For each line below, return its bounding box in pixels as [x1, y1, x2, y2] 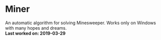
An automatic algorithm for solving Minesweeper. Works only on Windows [5, 20, 156, 26]
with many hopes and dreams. [5, 25, 67, 31]
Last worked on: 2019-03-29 [5, 30, 66, 36]
